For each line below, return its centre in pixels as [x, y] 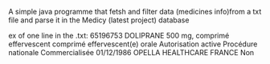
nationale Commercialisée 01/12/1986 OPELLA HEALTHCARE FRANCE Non [131, 52]
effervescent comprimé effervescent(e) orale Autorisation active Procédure [133, 44]
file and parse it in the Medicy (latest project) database [99, 20]
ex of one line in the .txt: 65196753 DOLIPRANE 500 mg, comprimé [119, 36]
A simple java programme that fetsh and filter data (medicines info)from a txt [135, 12]
